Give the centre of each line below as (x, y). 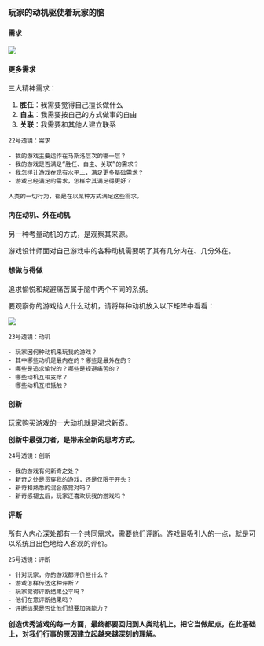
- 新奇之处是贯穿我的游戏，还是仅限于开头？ (70, 479)
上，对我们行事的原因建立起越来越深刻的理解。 (84, 634)
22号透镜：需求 (29, 141)
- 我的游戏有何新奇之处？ (44, 471)
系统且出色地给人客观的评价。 (63, 544)
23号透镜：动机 (29, 337)
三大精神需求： (32, 88)
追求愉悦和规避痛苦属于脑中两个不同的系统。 (81, 289)
